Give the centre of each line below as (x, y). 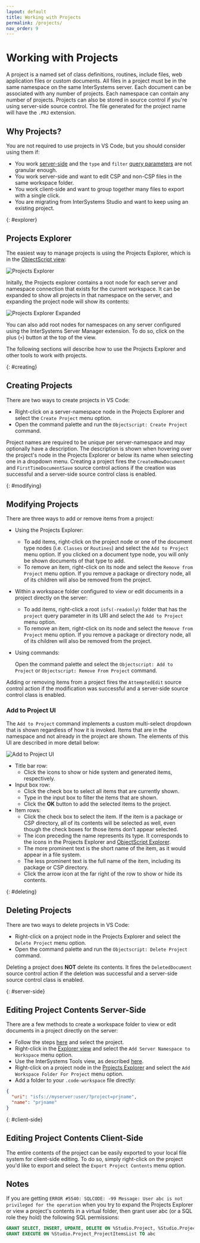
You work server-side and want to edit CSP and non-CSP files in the (98, 176)
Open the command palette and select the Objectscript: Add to (94, 665)
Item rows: (28, 810)
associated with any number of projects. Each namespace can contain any (98, 94)
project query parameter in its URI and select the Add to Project (103, 616)
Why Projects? (34, 131)
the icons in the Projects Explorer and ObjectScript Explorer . (97, 842)
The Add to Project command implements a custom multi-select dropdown (99, 723)
